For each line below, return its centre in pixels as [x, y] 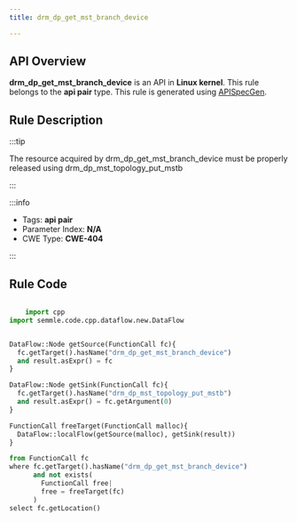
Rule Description [56, 120]
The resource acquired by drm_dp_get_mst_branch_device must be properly [148, 159]
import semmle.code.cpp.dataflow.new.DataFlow [97, 320]
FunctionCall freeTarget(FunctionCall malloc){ [99, 426]
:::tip [17, 141]
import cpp [45, 312]
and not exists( [63, 475]
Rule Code [39, 284]
